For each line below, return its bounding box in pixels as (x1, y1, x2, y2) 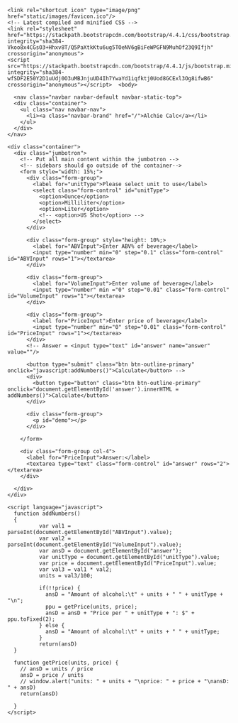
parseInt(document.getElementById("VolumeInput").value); (7, 541, 182, 548)
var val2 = (38, 535, 72, 542)
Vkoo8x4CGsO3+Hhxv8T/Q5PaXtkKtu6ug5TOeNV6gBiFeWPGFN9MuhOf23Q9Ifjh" (7, 44, 214, 51)
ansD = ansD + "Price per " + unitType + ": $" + (45, 609, 195, 616)
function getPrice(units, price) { (13, 659, 119, 666)
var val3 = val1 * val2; (38, 566, 113, 573)
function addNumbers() (13, 510, 81, 517)
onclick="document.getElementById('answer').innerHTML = (7, 386, 179, 393)
